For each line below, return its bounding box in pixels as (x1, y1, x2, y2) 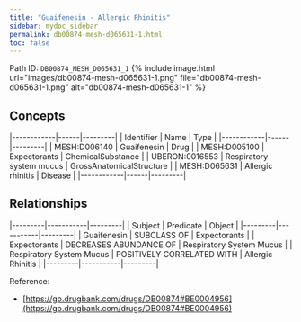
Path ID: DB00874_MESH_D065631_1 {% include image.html (9, 63, 216, 74)
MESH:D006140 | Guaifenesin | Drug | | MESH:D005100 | (53, 141, 265, 153)
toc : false (9, 38, 50, 48)
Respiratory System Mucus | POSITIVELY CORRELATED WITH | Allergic (9, 248, 273, 259)
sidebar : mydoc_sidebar (9, 22, 99, 31)
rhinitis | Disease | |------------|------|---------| (9, 170, 187, 181)
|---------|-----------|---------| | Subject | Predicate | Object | (9, 219, 239, 230)
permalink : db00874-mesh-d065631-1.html (9, 30, 164, 39)
